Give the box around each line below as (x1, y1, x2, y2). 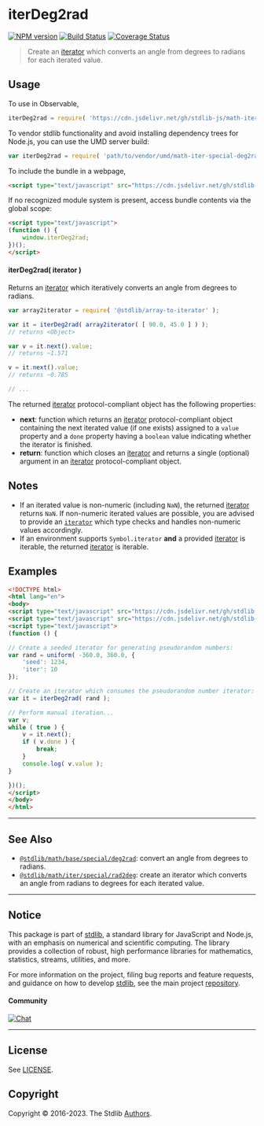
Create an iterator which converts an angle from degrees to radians (27, 46, 246, 56)
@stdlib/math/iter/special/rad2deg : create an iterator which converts (19, 870, 247, 880)
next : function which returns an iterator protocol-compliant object (19, 415, 233, 424)
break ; (36, 745, 58, 753)
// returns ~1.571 (8, 349, 68, 357)
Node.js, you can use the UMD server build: (8, 136, 149, 146)
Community (8, 996, 48, 1006)
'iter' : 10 (22, 666, 58, 674)
